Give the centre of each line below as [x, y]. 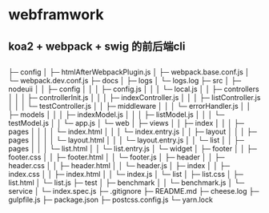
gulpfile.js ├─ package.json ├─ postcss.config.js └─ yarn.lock [111, 199]
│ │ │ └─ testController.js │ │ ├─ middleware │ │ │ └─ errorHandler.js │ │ [130, 106]
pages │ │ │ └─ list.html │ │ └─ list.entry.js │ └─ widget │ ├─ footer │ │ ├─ [133, 148]
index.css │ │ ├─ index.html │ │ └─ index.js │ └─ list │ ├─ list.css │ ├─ [126, 174]
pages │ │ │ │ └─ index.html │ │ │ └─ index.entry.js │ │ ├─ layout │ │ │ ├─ [133, 131]
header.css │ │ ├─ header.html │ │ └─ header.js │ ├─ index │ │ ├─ [119, 165]
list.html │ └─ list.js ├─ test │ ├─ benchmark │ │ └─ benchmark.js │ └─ [126, 183]
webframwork [56, 15]
